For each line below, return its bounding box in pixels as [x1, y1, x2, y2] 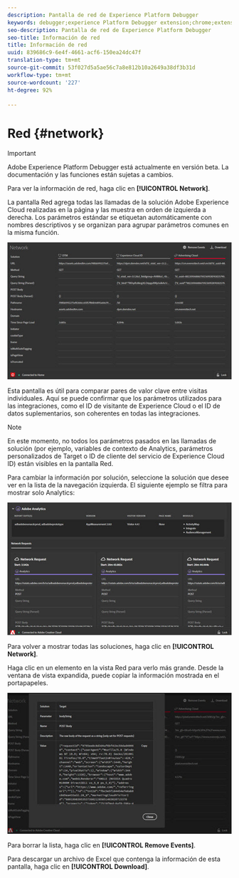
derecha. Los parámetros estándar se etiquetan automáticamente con [7, 213, 212, 222]
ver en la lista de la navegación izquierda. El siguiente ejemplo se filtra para [7, 481, 228, 490]
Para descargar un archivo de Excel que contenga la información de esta [7, 855, 221, 863]
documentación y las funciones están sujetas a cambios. [7, 171, 174, 179]
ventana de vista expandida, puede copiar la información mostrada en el [7, 671, 219, 679]
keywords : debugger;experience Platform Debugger [7, 18, 158, 26]
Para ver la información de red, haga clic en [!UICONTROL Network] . [7, 184, 211, 193]
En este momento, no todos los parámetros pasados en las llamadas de [7, 437, 217, 445]
